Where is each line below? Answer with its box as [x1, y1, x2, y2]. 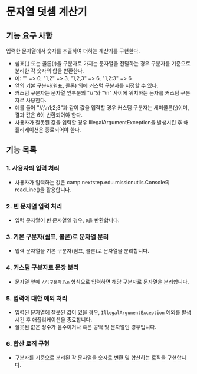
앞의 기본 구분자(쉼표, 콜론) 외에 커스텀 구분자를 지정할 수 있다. [14, 82, 159, 89]
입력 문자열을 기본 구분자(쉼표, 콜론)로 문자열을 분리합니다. [14, 247, 149, 254]
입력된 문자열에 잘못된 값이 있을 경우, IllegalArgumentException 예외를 [14, 309, 180, 316]
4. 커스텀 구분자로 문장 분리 [6, 263, 79, 272]
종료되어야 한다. [45, 126, 81, 133]
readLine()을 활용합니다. [14, 186, 72, 193]
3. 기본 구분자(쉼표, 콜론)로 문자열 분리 [6, 233, 109, 241]
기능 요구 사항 [6, 31, 53, 41]
